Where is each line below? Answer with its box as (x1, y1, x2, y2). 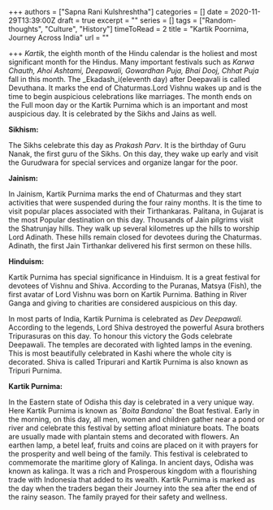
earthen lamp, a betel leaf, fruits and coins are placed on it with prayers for (8, 440, 258, 450)
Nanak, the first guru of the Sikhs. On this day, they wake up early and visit (8, 149, 258, 158)
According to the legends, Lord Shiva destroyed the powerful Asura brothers (8, 322, 265, 332)
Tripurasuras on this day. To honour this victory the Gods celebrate (8, 331, 233, 340)
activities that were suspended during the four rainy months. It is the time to (8, 198, 262, 207)
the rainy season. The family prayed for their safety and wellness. (8, 492, 227, 502)
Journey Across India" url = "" (8, 32, 110, 42)
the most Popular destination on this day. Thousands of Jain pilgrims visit (8, 215, 253, 224)
